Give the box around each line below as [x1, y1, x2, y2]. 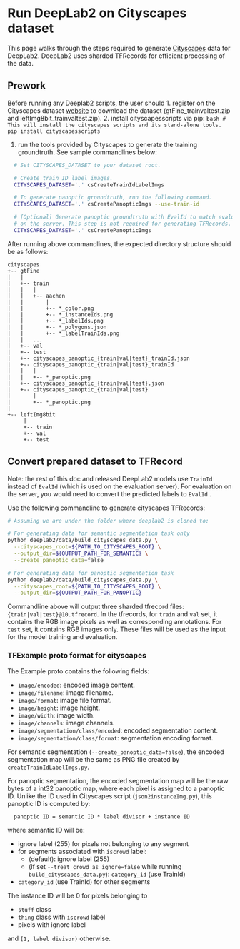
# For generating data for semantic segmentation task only [7, 530, 191, 537]
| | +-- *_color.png [7, 305, 94, 312]
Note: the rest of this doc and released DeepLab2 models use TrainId [7, 474, 213, 483]
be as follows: [7, 247, 49, 256]
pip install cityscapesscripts [7, 127, 101, 135]
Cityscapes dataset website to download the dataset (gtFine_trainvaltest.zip [7, 106, 231, 115]
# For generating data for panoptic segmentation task [7, 569, 174, 576]
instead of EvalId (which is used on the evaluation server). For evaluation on [7, 482, 232, 491]
